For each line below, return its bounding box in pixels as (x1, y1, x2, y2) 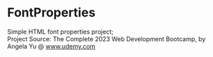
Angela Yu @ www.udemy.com (7, 42, 96, 50)
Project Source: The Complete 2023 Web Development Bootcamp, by (7, 34, 206, 43)
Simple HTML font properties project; (7, 27, 114, 36)
